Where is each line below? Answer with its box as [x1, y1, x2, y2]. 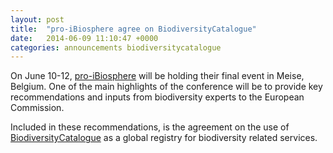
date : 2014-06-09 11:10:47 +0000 [10, 33, 159, 43]
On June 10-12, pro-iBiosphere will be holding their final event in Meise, [10, 70, 305, 82]
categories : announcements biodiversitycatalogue [10, 42, 222, 53]
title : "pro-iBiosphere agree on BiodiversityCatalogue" [10, 24, 257, 34]
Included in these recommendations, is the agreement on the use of [10, 121, 290, 133]
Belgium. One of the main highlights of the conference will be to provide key [10, 81, 323, 93]
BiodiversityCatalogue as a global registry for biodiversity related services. [10, 132, 318, 144]
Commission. [10, 102, 65, 114]
